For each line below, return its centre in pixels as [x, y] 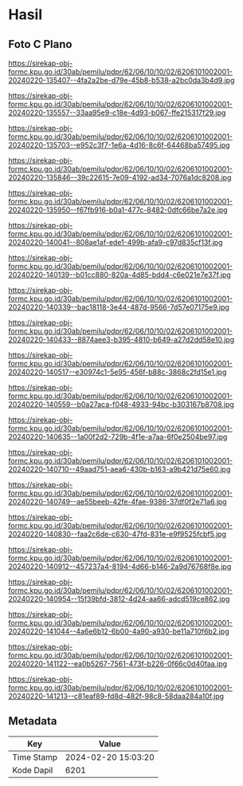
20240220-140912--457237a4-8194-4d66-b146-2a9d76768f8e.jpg [120, 567]
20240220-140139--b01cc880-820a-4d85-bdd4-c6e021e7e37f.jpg [120, 275]
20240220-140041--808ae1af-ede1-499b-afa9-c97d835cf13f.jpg [116, 242]
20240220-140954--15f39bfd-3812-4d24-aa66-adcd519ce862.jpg [119, 599]
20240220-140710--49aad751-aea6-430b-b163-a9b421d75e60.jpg [120, 469]
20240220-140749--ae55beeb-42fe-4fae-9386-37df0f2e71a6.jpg [118, 502]
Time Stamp [35, 757]
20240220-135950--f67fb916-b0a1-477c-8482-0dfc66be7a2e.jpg [118, 210]
